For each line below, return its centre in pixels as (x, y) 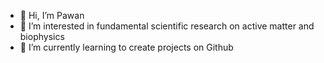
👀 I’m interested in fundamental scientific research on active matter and (167, 26)
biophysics (42, 36)
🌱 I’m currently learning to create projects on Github (126, 47)
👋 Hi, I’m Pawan (52, 15)
